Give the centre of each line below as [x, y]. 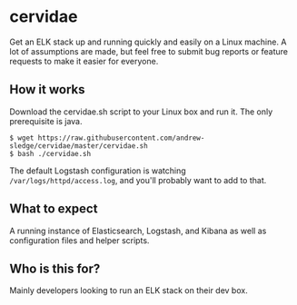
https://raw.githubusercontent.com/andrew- [121, 138]
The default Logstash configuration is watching [98, 171]
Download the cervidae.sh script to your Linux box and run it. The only [141, 112]
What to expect [54, 209]
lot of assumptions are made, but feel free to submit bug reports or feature [149, 51]
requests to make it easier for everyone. [84, 61]
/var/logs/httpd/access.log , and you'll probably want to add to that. [138, 180]
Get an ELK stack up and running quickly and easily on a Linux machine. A [148, 42]
